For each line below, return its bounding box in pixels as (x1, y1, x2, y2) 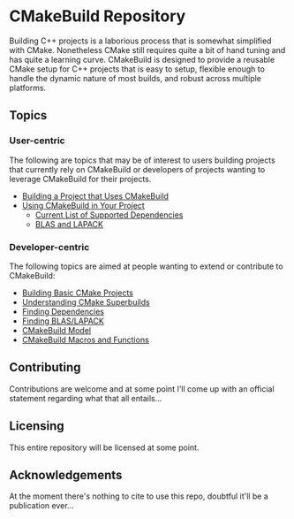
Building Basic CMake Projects (21, 287, 134, 298)
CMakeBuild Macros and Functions (21, 334, 150, 345)
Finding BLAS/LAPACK (21, 316, 104, 326)
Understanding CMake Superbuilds (21, 296, 150, 307)
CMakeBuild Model (21, 324, 91, 335)
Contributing (9, 360, 81, 375)
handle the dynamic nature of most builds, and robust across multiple (9, 73, 262, 83)
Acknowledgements (9, 467, 123, 483)
